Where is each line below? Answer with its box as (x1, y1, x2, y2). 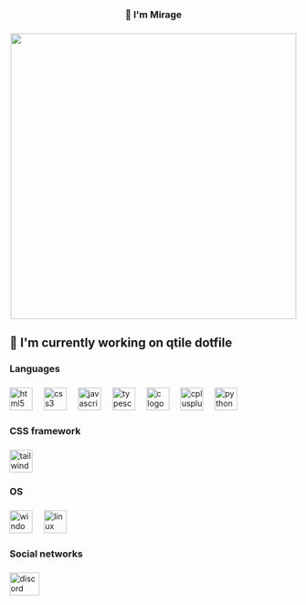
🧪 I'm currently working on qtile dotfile (9, 335, 233, 351)
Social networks (9, 547, 84, 560)
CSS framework (9, 425, 81, 437)
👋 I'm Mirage (124, 8, 183, 21)
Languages (9, 363, 61, 376)
